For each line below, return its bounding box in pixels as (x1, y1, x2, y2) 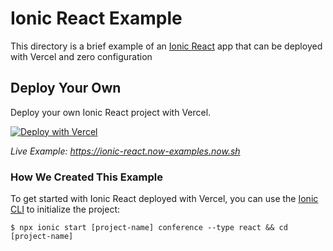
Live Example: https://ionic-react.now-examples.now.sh (10, 145, 241, 157)
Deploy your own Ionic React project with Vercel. (10, 106, 212, 118)
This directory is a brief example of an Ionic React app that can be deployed (10, 40, 323, 52)
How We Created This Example (10, 170, 164, 184)
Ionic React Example (10, 7, 183, 30)
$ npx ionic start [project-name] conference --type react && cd (10, 223, 288, 233)
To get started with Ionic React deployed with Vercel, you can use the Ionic (10, 193, 319, 205)
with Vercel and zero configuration (10, 50, 153, 62)
